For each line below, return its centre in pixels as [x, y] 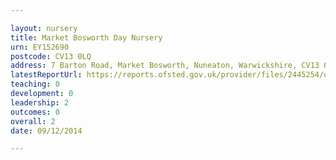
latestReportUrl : [46, 75]
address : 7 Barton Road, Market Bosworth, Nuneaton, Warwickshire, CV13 [165, 66]
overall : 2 [33, 121]
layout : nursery [44, 28]
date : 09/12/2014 [46, 131]
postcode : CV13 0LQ [51, 56]
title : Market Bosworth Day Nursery [86, 37]
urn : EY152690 [40, 47]
